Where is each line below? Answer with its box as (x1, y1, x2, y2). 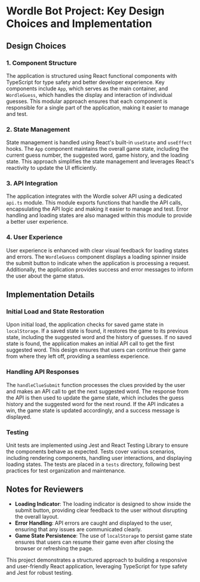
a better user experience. (6, 218, 69, 226)
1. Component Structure (6, 59, 77, 67)
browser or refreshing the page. (14, 544, 94, 551)
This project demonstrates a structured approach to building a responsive (6, 556, 187, 563)
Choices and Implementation (6, 17, 152, 31)
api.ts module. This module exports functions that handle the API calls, (6, 199, 183, 206)
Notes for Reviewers (6, 485, 84, 495)
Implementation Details (6, 290, 95, 300)
